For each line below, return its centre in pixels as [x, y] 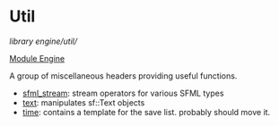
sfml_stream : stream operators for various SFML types [123, 93]
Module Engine [37, 58]
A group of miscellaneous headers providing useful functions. [123, 76]
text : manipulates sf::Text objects [83, 102]
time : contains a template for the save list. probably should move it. [146, 112]
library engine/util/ [44, 41]
